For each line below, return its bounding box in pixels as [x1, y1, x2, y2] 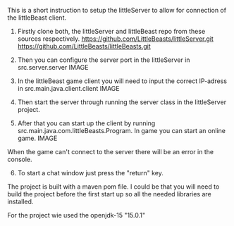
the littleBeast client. [7, 13, 67, 22]
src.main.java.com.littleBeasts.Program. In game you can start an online [17, 127, 226, 134]
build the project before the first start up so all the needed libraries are [7, 190, 211, 198]
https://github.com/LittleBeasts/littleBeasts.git [17, 42, 151, 50]
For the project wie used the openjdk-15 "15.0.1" [7, 211, 146, 219]
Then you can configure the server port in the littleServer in [17, 56, 190, 64]
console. [7, 155, 33, 163]
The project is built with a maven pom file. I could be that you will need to [7, 182, 220, 191]
